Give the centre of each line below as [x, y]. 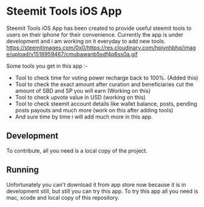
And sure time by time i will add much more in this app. [84, 117]
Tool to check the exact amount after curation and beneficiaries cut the [104, 84]
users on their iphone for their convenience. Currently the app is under [95, 34]
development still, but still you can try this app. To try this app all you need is [102, 191]
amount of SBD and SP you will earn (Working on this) [83, 90]
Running [23, 170]
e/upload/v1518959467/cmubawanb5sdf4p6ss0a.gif [72, 54]
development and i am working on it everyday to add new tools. [86, 41]
